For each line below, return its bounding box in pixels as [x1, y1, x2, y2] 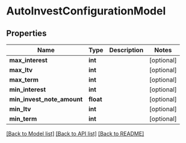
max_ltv [9, 66, 33, 74]
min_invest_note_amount [9, 95, 83, 103]
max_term [9, 76, 39, 84]
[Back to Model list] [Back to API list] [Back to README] [6, 130, 144, 137]
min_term [9, 115, 37, 123]
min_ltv [9, 105, 31, 113]
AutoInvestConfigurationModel [6, 4, 166, 18]
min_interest [9, 85, 46, 94]
